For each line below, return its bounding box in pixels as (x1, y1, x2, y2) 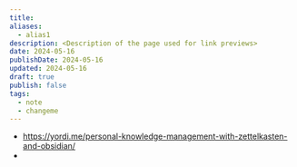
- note (17, 97, 43, 107)
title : (9, 13, 35, 23)
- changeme (17, 106, 59, 115)
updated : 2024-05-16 (9, 64, 88, 74)
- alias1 (17, 30, 51, 39)
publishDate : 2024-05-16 (9, 55, 104, 64)
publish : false (9, 81, 67, 90)
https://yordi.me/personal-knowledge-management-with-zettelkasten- (22, 131, 288, 142)
